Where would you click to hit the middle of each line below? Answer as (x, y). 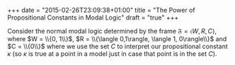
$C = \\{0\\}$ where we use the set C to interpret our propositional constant (117, 46)
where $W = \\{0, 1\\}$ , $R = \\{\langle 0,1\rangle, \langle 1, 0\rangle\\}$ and (117, 39)
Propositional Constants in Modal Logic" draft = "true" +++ (93, 17)
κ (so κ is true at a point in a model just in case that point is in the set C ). (112, 54)
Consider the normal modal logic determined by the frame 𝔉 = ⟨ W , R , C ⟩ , (112, 31)
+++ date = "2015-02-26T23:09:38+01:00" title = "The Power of (102, 10)
